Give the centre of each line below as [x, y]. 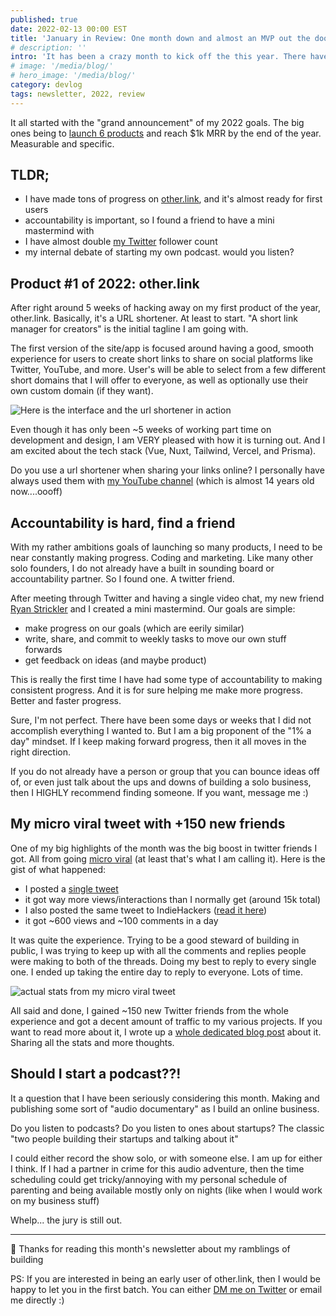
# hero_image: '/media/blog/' [73, 76]
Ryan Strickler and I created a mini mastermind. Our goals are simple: [153, 609]
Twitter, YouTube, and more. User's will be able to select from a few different [168, 370]
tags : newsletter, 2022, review [77, 94]
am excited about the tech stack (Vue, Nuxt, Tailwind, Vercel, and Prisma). [163, 451]
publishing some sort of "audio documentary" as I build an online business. [165, 1108]
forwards [43, 650]
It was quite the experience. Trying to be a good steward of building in [155, 940]
